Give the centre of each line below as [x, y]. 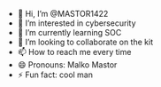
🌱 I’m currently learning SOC [69, 32]
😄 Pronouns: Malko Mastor [67, 65]
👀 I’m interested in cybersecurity [77, 23]
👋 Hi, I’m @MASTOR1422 [63, 14]
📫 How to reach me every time [74, 52]
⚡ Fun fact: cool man [55, 75]
